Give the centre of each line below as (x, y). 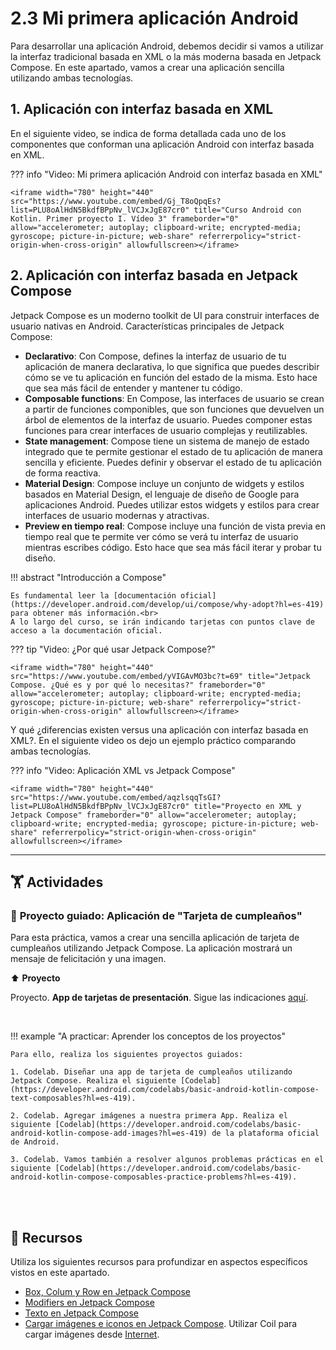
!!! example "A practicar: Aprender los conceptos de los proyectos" (148, 1036)
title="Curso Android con (247, 210)
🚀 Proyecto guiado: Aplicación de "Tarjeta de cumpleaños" (156, 915)
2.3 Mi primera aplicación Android (154, 18)
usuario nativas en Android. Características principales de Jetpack (147, 326)
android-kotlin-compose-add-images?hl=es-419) (109, 1133)
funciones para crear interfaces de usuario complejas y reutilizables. (166, 430)
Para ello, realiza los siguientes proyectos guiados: (127, 1055)
